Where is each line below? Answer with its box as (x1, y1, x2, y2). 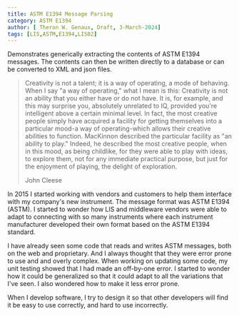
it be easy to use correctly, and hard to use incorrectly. (7, 301, 168, 310)
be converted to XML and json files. (7, 65, 112, 73)
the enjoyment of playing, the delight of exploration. (24, 162, 178, 171)
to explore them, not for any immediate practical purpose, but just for (24, 155, 228, 163)
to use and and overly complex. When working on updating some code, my (7, 257, 228, 265)
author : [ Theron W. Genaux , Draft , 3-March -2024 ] (7, 24, 161, 31)
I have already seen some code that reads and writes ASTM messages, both (7, 242, 232, 250)
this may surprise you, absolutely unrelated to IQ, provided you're (24, 101, 218, 111)
